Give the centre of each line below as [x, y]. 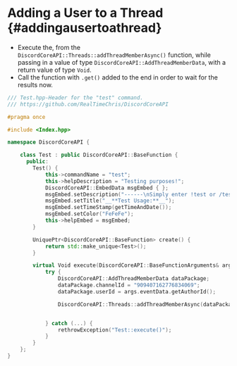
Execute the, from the [49, 47]
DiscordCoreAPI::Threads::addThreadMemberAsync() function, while [114, 55]
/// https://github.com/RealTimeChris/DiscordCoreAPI [88, 104]
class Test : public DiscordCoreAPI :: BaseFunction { [99, 155]
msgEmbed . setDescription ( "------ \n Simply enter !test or [130, 194]
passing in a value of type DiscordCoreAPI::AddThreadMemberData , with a [122, 62]
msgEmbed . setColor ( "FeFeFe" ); [89, 214]
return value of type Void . [54, 70]
